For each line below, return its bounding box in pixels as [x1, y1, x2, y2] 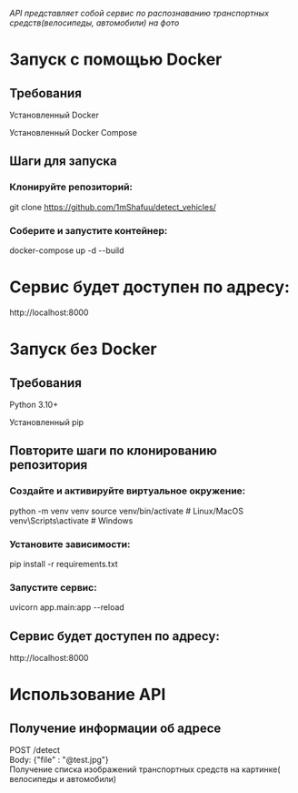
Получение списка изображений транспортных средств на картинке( [9, 764, 281, 775]
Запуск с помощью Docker [9, 49, 223, 70]
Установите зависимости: [9, 537, 131, 550]
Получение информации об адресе [9, 720, 222, 736]
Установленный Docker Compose [9, 127, 138, 137]
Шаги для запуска [9, 154, 117, 169]
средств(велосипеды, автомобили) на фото [9, 17, 180, 28]
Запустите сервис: [9, 581, 97, 594]
